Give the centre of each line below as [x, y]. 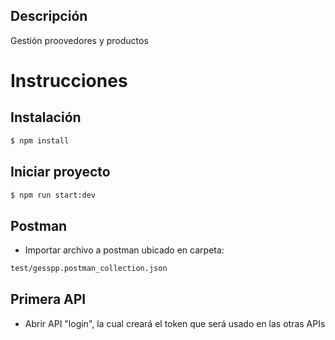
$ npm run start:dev [53, 195]
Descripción [49, 16]
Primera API [48, 299]
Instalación [46, 117]
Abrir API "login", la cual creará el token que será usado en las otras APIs [175, 323]
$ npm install [40, 140]
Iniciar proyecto [60, 172]
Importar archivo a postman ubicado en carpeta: [124, 250]
